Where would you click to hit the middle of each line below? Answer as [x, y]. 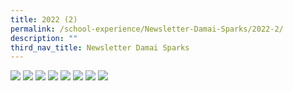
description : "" [44, 38]
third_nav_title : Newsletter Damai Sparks [100, 47]
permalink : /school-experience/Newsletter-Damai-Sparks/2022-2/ [147, 29]
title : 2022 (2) [44, 19]
